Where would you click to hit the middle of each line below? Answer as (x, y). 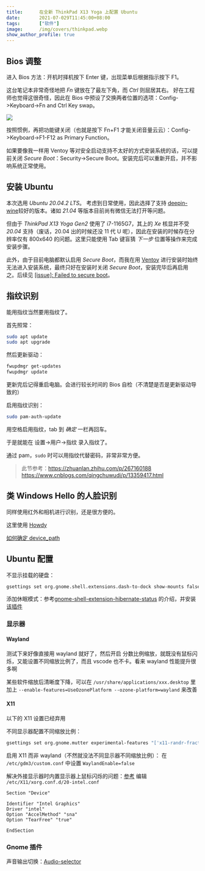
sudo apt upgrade (28, 342)
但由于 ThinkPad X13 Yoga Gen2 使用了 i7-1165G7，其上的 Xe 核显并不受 (98, 224)
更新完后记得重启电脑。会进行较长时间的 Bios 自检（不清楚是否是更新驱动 (99, 385)
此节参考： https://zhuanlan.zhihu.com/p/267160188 (86, 468)
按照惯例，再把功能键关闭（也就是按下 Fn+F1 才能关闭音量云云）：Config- (99, 130)
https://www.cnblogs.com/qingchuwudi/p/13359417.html (92, 475)
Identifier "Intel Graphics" (43, 804)
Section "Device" (28, 793)
